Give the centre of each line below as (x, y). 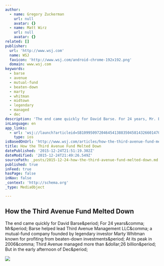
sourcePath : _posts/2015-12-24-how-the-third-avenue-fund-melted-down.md (82, 160)
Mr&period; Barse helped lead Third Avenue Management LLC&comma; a (79, 228)
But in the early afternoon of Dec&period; (46, 249)
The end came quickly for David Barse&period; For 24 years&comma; (75, 223)
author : (13, 10)
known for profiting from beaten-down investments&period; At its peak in (79, 239)
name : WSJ (19, 55)
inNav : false (18, 178)
